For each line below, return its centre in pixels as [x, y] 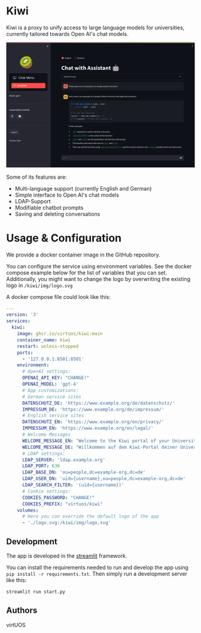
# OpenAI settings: [46, 372]
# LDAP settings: [44, 453]
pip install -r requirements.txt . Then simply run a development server [97, 574]
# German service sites [52, 397]
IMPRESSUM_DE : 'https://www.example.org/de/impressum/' [93, 409]
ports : [25, 353]
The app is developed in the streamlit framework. [67, 556]
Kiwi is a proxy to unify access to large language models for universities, [95, 27]
